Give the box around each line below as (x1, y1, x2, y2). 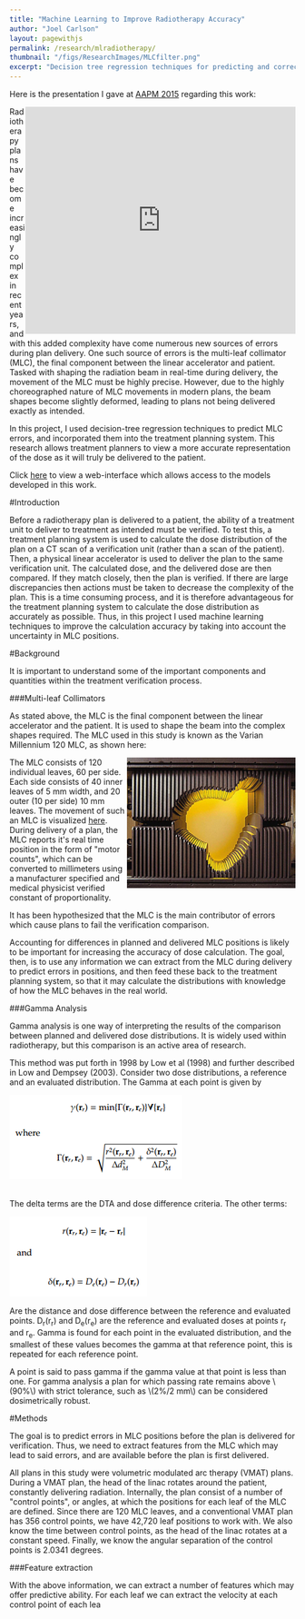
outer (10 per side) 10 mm (9, 796, 105, 806)
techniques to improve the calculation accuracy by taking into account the (9, 621, 287, 631)
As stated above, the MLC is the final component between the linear (9, 710, 263, 721)
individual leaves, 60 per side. (9, 767, 122, 777)
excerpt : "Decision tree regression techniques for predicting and (9, 63, 271, 72)
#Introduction (9, 497, 61, 508)
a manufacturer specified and (9, 873, 121, 883)
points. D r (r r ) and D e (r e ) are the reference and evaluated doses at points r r (9, 1316, 287, 1328)
